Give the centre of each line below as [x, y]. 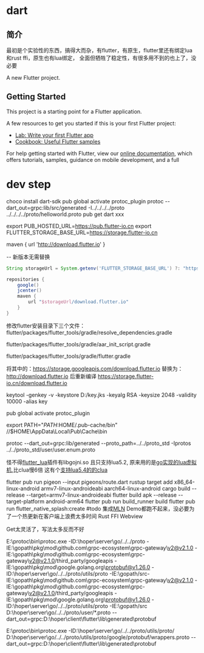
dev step [29, 184]
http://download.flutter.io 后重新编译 [52, 376]
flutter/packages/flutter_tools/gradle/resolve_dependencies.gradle [89, 332]
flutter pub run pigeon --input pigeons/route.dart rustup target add [90, 482]
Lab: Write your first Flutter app [54, 135]
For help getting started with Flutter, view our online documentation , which [100, 153]
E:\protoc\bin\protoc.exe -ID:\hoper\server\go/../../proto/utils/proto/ [90, 630]
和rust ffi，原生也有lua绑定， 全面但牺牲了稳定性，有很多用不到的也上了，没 [101, 58]
